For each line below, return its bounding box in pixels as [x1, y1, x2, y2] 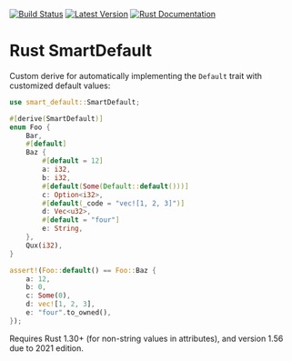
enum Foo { [9, 123, 51, 132]
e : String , [42, 224, 84, 234]
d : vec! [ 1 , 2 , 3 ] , [25, 300, 96, 309]
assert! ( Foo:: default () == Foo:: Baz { [9, 266, 156, 275]
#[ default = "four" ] [42, 216, 120, 225]
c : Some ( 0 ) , [25, 291, 71, 300]
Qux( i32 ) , [25, 241, 64, 250]
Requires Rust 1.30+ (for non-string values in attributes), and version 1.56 [9, 333, 284, 344]
